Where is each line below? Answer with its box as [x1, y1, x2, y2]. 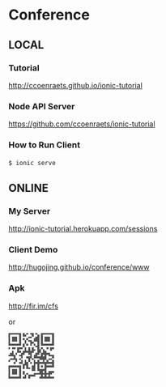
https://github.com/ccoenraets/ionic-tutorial [8, 119, 155, 129]
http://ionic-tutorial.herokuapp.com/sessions [8, 224, 158, 234]
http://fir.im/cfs [8, 301, 59, 311]
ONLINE [8, 181, 49, 195]
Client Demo [8, 245, 58, 256]
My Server [8, 205, 51, 216]
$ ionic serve [8, 159, 57, 168]
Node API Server [8, 100, 75, 112]
